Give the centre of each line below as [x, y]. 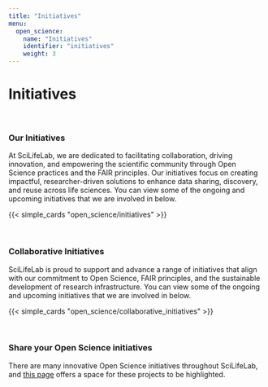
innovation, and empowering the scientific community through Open [123, 165]
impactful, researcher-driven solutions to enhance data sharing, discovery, [133, 182]
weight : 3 [40, 54]
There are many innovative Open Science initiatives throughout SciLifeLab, [133, 365]
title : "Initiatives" [45, 16]
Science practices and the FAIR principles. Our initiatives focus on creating [133, 173]
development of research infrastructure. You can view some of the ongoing [134, 287]
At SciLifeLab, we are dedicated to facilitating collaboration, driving [121, 156]
